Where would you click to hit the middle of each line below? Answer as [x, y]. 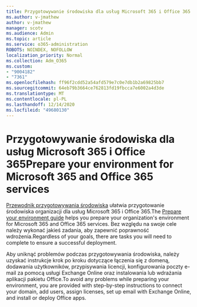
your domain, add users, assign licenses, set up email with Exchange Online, [99, 292]
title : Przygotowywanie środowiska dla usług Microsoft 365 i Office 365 [98, 11]
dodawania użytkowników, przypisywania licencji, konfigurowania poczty [95, 267]
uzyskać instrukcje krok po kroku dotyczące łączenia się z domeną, [88, 261]
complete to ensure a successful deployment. [61, 243]
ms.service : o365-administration [47, 45]
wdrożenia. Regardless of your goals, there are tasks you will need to [89, 236]
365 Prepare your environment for [90, 164]
